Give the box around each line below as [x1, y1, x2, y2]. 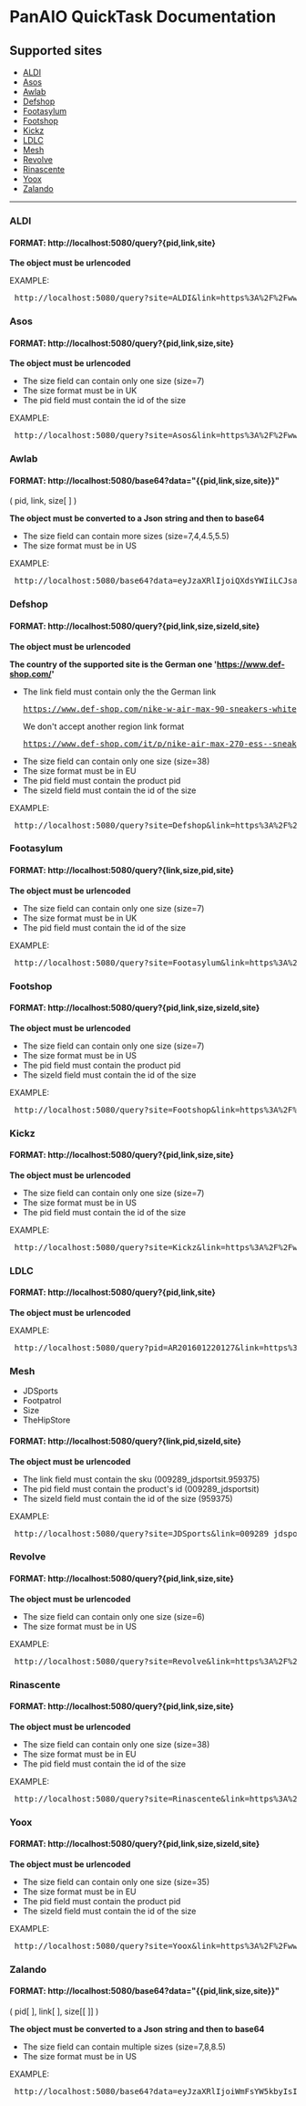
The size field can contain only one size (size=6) [22, 1611, 205, 1621]
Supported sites [9, 43, 103, 58]
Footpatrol [22, 1395, 62, 1406]
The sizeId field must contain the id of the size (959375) [22, 1493, 234, 1504]
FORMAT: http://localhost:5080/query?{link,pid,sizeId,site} [9, 1435, 241, 1446]
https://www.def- [217, 659, 285, 670]
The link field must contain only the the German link [22, 686, 217, 697]
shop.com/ [9, 668, 52, 679]
